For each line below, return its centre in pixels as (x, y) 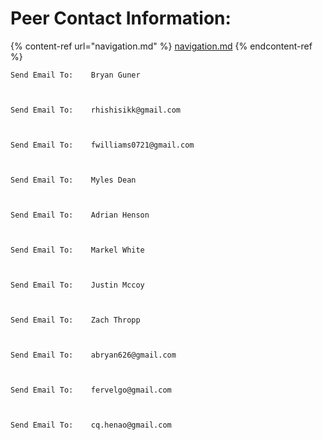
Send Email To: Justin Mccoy (77, 285)
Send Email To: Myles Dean (73, 180)
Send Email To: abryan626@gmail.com (93, 355)
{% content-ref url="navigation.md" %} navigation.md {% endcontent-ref (161, 46)
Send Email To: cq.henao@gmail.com (91, 425)
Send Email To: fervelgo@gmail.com (91, 390)
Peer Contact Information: (121, 18)
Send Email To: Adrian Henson (80, 215)
